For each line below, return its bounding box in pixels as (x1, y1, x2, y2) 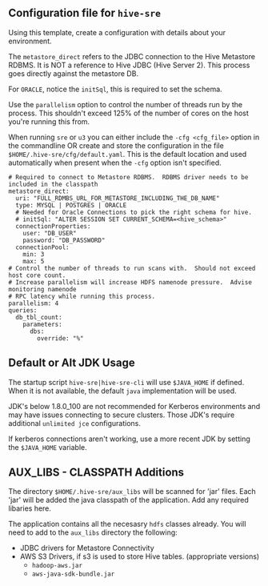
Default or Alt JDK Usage (8, 356, 135, 370)
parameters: (22, 320, 62, 328)
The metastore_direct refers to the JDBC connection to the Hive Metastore (8, 51, 256, 61)
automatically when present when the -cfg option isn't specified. (8, 158, 222, 167)
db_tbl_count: (15, 313, 62, 321)
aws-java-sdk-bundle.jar (31, 570, 115, 579)
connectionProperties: (15, 222, 91, 231)
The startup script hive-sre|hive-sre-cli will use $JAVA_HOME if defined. (8, 377, 245, 387)
